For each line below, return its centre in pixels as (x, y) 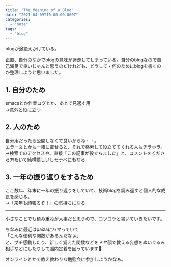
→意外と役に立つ (23, 110)
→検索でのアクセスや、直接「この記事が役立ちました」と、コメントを (78, 153)
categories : (18, 19)
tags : (11, 29)
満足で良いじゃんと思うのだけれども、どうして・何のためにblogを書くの (85, 66)
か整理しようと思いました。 (34, 72)
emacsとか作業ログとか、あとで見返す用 (48, 103)
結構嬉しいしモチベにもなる (56, 159)
